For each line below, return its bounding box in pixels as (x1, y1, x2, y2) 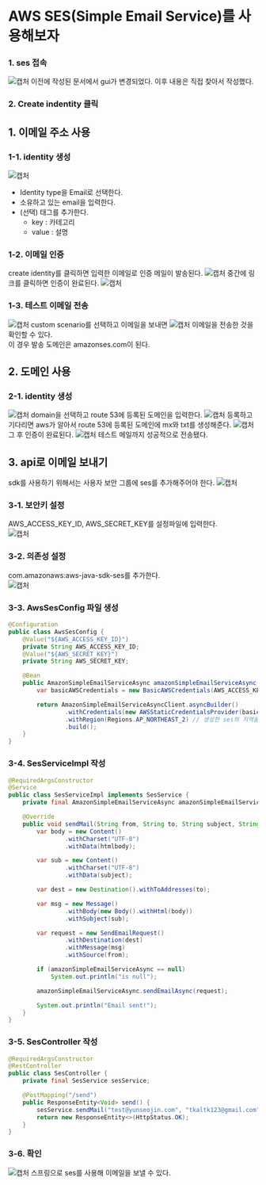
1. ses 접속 (8, 57, 47, 68)
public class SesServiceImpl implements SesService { (8, 791, 190, 799)
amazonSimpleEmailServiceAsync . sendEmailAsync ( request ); (36, 987, 228, 995)
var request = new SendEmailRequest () (36, 929, 165, 937)
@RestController (8, 1062, 62, 1070)
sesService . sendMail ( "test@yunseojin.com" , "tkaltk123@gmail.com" (36, 1106, 260, 1114)
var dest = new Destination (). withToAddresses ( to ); (36, 885, 211, 893)
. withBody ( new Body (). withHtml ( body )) (64, 907, 193, 916)
